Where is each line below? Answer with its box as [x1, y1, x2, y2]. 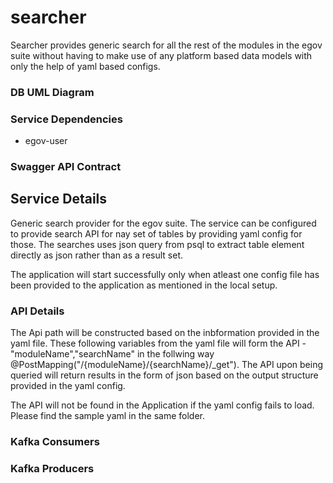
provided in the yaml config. [10, 380, 126, 392]
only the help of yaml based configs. [10, 60, 161, 72]
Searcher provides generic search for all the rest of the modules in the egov [10, 39, 323, 51]
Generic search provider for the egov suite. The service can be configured [10, 217, 317, 229]
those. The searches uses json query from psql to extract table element [10, 238, 305, 250]
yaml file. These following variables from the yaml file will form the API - [10, 337, 307, 350]
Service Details [10, 191, 108, 208]
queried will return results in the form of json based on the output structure [10, 369, 319, 381]
